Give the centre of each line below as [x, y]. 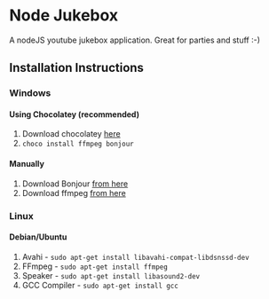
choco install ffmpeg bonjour [78, 144]
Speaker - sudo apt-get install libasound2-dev [111, 275]
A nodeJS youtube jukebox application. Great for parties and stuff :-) [134, 40]
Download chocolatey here [71, 134]
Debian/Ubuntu [38, 237]
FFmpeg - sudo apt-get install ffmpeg [95, 266]
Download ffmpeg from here [74, 193]
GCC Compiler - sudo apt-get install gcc [100, 285]
